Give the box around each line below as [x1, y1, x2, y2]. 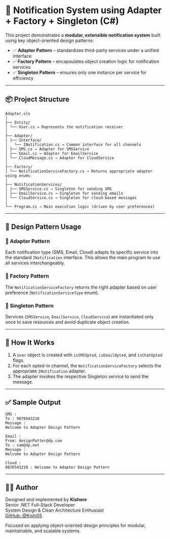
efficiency [12, 75, 34, 81]
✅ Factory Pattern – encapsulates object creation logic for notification [12, 58, 159, 64]
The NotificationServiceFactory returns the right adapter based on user [5, 284, 157, 290]
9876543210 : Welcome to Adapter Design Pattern [5, 465, 110, 470]
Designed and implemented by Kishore [5, 496, 87, 503]
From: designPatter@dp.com [5, 438, 62, 443]
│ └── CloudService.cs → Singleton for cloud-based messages [5, 195, 137, 200]
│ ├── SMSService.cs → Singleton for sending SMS [5, 186, 112, 191]
